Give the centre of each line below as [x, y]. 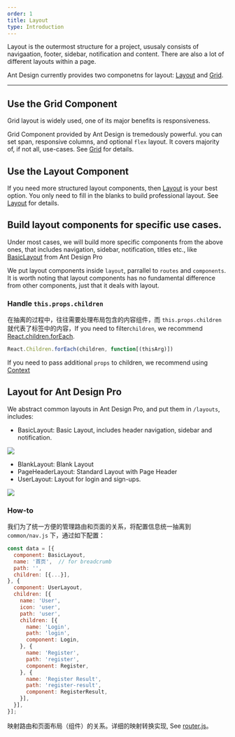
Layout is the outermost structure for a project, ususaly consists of [103, 47]
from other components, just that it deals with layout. [83, 285]
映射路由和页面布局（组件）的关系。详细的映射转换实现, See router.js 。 [110, 726]
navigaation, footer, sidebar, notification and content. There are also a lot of [116, 54]
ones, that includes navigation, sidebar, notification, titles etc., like [102, 249]
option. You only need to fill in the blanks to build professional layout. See [113, 196]
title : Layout [28, 20]
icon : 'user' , [40, 607]
